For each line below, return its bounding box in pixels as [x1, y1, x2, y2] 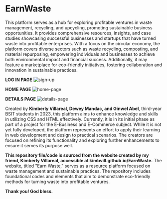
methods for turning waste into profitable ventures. [5, 179, 110, 185]
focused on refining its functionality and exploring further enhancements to [5, 137, 160, 143]
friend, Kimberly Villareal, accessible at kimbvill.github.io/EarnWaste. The [5, 157, 162, 163]
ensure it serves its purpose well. [5, 142, 73, 148]
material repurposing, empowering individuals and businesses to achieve [5, 51, 156, 57]
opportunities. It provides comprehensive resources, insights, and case [5, 30, 151, 36]
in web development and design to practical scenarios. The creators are [5, 132, 153, 138]
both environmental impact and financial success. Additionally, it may [5, 56, 148, 62]
